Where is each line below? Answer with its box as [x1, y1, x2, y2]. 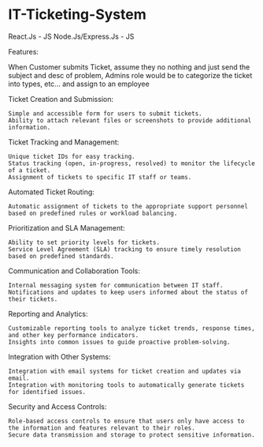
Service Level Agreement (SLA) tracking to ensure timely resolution [8, 245, 242, 254]
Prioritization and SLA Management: [8, 223, 125, 232]
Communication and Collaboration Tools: [8, 266, 140, 276]
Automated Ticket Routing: [8, 187, 94, 197]
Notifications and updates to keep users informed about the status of [8, 288, 248, 296]
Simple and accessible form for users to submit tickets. [8, 109, 202, 118]
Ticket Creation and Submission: [8, 94, 114, 103]
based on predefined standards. [8, 252, 114, 260]
